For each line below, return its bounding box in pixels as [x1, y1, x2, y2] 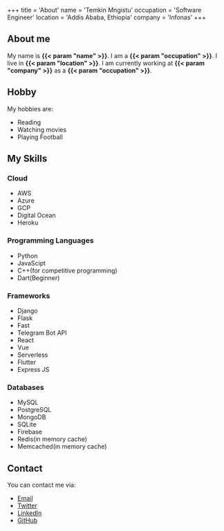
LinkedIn [17, 509, 42, 517]
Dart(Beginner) [17, 273, 60, 282]
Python [17, 252, 38, 260]
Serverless [17, 351, 48, 359]
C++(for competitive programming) [17, 266, 118, 274]
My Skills [7, 153, 48, 165]
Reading [17, 118, 41, 127]
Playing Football [17, 133, 64, 141]
